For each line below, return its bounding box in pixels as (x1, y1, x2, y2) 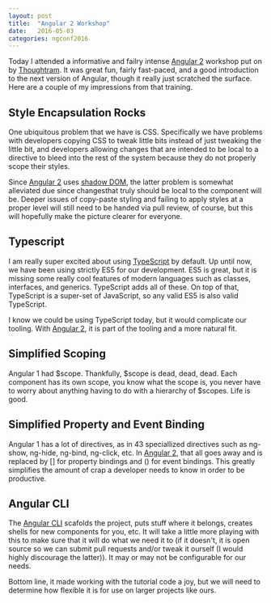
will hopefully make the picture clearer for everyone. (8, 212, 183, 221)
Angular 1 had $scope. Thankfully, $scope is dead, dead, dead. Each (8, 369, 238, 378)
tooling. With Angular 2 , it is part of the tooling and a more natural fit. (8, 323, 237, 333)
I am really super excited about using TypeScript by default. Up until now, (8, 256, 252, 266)
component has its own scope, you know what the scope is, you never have (8, 377, 261, 386)
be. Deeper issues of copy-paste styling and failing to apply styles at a (8, 195, 244, 205)
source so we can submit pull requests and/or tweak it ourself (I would (8, 544, 243, 554)
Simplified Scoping (8, 347, 107, 361)
